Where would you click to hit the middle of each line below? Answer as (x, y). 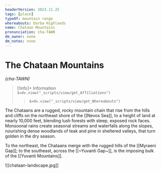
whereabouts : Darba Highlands (36, 23)
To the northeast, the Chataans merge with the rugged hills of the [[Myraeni (80, 145)
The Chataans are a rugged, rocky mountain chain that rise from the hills (78, 110)
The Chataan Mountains (55, 65)
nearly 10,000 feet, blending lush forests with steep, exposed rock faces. (78, 121)
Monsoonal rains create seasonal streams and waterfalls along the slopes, (79, 126)
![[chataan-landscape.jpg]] (32, 165)
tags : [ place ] (19, 14)
